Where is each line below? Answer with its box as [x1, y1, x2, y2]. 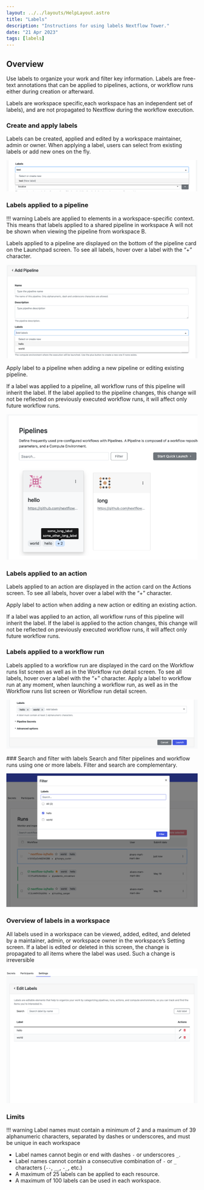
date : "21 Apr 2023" [6, 29, 59, 35]
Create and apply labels [6, 121, 78, 130]
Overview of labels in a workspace [6, 916, 110, 925]
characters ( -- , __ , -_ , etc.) [15, 1164, 83, 1171]
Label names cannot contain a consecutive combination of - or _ [15, 1157, 177, 1164]
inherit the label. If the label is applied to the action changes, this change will [6, 619, 198, 627]
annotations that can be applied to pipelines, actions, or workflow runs [17, 81, 194, 88]
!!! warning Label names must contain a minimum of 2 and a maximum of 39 [6, 1126, 196, 1133]
